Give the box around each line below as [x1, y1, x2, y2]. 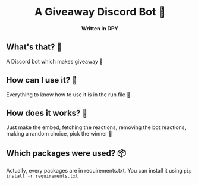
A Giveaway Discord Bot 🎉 [34, 5, 165, 19]
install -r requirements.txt [6, 173, 78, 180]
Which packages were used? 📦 [6, 148, 126, 158]
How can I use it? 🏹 [6, 75, 77, 85]
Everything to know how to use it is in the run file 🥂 [6, 91, 131, 98]
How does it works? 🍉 [6, 108, 88, 118]
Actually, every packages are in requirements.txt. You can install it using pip [6, 167, 192, 174]
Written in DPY [81, 24, 119, 32]
